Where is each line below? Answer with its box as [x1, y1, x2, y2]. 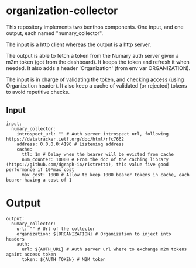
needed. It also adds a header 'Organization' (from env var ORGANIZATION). [6, 64, 191, 71]
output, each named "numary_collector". [6, 29, 104, 36]
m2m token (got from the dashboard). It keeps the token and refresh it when [6, 58, 190, 65]
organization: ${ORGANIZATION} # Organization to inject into [16, 231, 171, 237]
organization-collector [6, 4, 118, 18]
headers [6, 236, 25, 242]
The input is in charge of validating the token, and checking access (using [6, 76, 184, 83]
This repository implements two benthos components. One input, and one [6, 23, 184, 30]
